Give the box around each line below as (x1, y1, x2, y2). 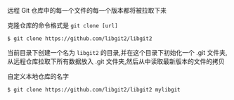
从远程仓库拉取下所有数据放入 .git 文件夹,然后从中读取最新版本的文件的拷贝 (7, 57, 225, 65)
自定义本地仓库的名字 (7, 73, 69, 80)
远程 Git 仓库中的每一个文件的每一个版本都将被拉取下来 (7, 6, 167, 14)
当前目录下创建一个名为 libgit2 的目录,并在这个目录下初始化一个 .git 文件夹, (7, 49, 228, 56)
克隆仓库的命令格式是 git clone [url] (7, 21, 118, 30)
